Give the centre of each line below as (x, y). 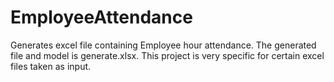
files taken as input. (51, 66)
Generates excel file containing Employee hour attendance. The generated (163, 45)
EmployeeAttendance (101, 17)
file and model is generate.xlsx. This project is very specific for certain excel (167, 55)
